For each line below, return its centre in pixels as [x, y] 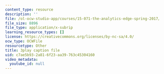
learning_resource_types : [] [35, 32]
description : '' [21, 14]
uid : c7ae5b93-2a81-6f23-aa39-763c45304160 [50, 55]
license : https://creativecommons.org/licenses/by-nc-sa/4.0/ [70, 37]
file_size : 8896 [21, 23]
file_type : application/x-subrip [39, 28]
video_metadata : [21, 59]
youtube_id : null [27, 64]
